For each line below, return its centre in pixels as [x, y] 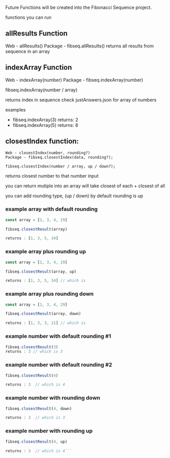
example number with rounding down [53, 398]
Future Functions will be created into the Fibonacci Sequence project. [79, 7]
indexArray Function [39, 68]
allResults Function [37, 34]
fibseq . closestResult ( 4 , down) [39, 408]
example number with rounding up [49, 431]
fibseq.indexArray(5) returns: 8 [45, 125]
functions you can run [28, 17]
